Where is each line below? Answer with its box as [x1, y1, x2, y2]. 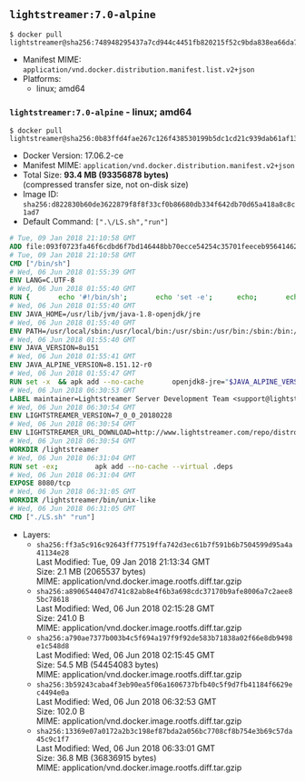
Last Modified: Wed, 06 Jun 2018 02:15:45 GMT [35, 649, 215, 660]
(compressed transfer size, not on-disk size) [22, 179, 189, 190]
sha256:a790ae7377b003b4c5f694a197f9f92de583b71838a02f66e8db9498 [35, 633, 293, 643]
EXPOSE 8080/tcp [9, 478, 71, 488]
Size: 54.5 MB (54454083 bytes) [35, 659, 159, 670]
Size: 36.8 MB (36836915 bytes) [35, 752, 157, 763]
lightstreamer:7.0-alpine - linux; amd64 [9, 105, 192, 118]
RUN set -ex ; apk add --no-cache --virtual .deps [9, 462, 233, 471]
